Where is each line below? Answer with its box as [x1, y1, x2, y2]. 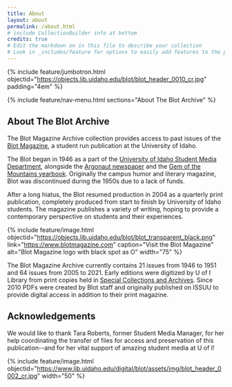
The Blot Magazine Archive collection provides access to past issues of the [7, 134, 221, 142]
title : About [7, 10, 45, 17]
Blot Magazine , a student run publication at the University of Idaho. [7, 141, 198, 149]
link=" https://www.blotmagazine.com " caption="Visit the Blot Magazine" [7, 240, 214, 249]
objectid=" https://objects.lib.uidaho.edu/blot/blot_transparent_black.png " [7, 233, 216, 241]
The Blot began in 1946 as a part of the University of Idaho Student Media [7, 155, 217, 163]
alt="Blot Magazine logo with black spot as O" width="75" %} [7, 247, 183, 256]
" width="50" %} [37, 371, 85, 380]
